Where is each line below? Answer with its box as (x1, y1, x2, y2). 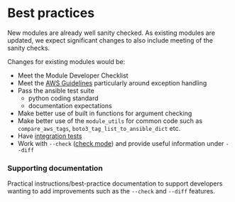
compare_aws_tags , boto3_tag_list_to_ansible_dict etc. (17, 124, 181, 132)
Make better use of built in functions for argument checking (17, 109, 192, 117)
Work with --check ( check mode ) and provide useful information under (17, 139, 224, 147)
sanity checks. (7, 43, 50, 52)
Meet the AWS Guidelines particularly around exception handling (17, 78, 207, 87)
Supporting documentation (7, 163, 103, 173)
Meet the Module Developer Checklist (17, 71, 129, 80)
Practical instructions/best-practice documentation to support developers (7, 179, 223, 188)
